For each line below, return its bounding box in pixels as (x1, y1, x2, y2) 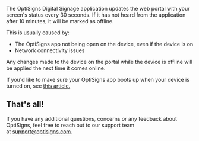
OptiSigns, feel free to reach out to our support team (6, 121, 135, 129)
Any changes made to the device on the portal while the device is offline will (6, 59, 193, 65)
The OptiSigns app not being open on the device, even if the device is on (14, 41, 194, 47)
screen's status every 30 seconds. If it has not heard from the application (6, 11, 186, 18)
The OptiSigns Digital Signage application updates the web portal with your (6, 5, 190, 12)
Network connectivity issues (14, 47, 85, 54)
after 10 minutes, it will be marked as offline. (6, 18, 114, 24)
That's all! (6, 100, 45, 110)
